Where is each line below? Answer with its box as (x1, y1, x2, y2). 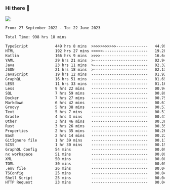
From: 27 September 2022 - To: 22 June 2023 (5, 25, 101, 31)
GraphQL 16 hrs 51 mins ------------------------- (5, 77, 148, 82)
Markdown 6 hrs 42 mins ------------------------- (5, 100, 148, 105)
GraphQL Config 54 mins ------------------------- (5, 147, 148, 152)
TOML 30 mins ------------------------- (5, 161, 148, 166)
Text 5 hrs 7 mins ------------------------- (5, 110, 148, 115)
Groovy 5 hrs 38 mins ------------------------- (5, 105, 148, 110)
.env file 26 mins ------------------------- (5, 166, 148, 171)
